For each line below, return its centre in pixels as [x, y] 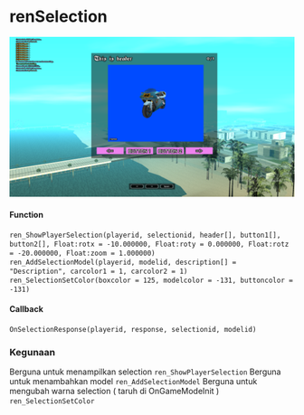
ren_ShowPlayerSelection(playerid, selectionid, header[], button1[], [145, 235]
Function [26, 215]
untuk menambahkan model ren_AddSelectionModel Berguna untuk [133, 382]
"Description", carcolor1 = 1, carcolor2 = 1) [99, 271]
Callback [26, 309]
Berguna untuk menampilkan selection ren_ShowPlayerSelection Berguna [145, 372]
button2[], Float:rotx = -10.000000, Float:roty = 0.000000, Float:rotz [149, 244]
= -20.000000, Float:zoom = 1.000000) [82, 253]
